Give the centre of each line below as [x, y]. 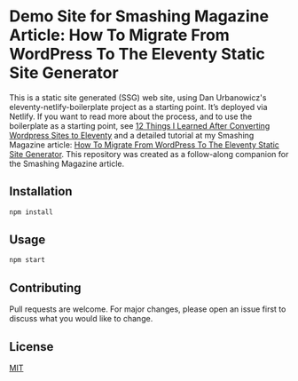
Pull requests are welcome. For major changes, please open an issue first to [148, 309]
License [31, 347]
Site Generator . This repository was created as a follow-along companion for [149, 154]
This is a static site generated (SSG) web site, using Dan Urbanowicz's [138, 97]
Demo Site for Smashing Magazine [139, 16]
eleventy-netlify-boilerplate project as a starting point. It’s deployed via [138, 107]
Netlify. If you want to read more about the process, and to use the [131, 116]
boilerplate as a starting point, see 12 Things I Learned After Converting [140, 125]
